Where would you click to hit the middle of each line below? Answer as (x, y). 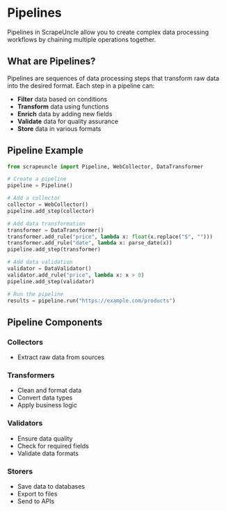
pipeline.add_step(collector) (51, 211)
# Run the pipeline (35, 294)
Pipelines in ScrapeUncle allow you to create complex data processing (108, 32)
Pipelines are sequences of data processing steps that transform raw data (113, 78)
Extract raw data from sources (61, 357)
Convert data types (45, 398)
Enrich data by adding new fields (65, 113)
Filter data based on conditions (62, 99)
